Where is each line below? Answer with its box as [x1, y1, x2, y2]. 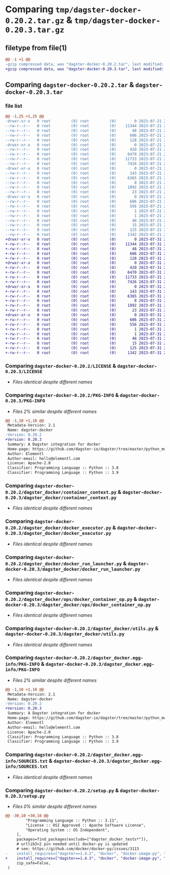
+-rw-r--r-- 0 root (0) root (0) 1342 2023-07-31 [5, 350, 162, 355]
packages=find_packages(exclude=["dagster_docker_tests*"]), [16, 837, 148, 842]
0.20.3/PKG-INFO [5, 398, 46, 404]
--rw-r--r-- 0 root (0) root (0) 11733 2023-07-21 [5, 157, 162, 162]
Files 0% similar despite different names [12, 803, 97, 809]
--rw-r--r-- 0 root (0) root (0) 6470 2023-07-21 [5, 152, 162, 157]
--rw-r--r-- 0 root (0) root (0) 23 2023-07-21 [5, 190, 162, 195]
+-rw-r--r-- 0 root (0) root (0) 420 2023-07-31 [5, 265, 162, 270]
